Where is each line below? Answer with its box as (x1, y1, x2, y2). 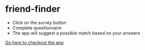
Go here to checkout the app (5, 39, 64, 45)
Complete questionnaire (12, 25, 62, 30)
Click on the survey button (12, 20, 67, 25)
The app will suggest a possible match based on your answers (12, 30, 141, 36)
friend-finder (5, 3, 61, 15)
